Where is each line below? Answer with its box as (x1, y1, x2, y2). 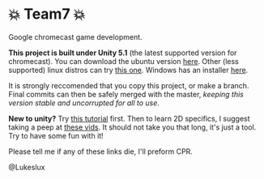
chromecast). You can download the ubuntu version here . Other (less (8, 56, 239, 66)
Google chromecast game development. (8, 32, 143, 41)
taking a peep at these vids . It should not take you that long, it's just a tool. (8, 122, 257, 132)
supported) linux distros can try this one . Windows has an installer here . (8, 65, 249, 75)
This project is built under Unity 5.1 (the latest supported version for (8, 48, 237, 58)
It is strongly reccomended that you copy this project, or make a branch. (8, 80, 249, 90)
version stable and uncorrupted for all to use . (8, 98, 160, 108)
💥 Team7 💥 (8, 5, 86, 23)
